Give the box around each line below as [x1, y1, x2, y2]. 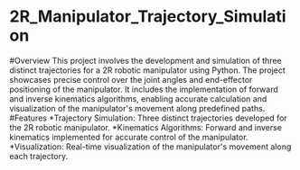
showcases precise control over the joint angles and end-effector [9, 74, 253, 85]
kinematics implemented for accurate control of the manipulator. [9, 131, 248, 142]
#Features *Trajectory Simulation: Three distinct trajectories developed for [9, 112, 287, 123]
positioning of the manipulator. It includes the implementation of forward [9, 84, 278, 94]
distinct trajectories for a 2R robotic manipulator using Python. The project [9, 65, 286, 76]
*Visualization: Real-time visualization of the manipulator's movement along [9, 141, 292, 152]
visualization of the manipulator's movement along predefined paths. [9, 103, 266, 113]
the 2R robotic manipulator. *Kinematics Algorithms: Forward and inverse [9, 121, 283, 132]
